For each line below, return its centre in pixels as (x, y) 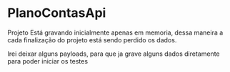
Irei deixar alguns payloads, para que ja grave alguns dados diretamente (114, 54)
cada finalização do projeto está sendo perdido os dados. (92, 40)
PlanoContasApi (57, 13)
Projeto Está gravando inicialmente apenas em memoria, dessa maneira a (115, 32)
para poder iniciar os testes (47, 61)
